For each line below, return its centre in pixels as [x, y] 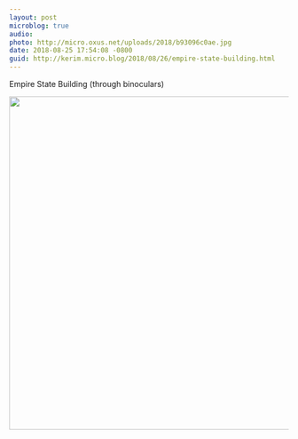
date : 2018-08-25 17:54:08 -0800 [71, 51]
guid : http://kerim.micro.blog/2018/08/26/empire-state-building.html [142, 59]
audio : [21, 34]
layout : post [33, 17]
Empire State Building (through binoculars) [87, 84]
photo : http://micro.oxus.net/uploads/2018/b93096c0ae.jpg [121, 42]
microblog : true [39, 26]
